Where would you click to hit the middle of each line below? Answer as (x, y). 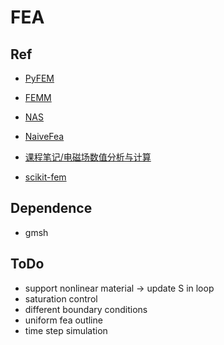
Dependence (51, 208)
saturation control (61, 298)
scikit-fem (45, 177)
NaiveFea (44, 136)
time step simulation (66, 330)
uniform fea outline (63, 320)
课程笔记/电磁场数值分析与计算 (88, 157)
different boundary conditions (86, 309)
